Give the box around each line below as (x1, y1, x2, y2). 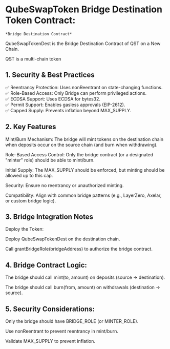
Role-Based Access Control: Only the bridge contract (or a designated (5, 151, 154, 157)
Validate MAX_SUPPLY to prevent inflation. (5, 338, 96, 344)
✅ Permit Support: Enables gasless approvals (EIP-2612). (5, 101, 125, 108)
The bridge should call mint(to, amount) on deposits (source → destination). (5, 274, 165, 280)
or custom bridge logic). (5, 197, 56, 203)
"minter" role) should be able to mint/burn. (5, 157, 95, 163)
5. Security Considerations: (5, 304, 95, 313)
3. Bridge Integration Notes (5, 212, 94, 221)
